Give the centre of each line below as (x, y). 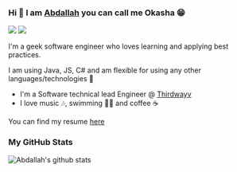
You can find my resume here (56, 122)
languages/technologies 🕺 (51, 79)
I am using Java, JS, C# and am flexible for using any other (105, 70)
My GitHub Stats (41, 143)
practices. (25, 55)
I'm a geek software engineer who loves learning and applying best (118, 46)
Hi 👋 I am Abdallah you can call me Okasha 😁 (97, 13)
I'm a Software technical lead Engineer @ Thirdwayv (106, 94)
